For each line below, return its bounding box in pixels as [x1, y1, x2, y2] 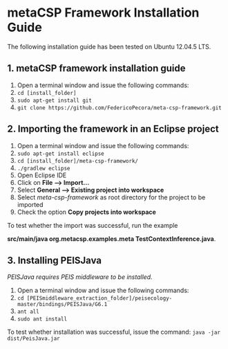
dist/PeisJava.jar [7, 335, 60, 342]
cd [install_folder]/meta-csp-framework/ [17, 157, 138, 164]
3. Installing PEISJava [7, 254, 102, 266]
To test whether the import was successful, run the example [7, 221, 178, 229]
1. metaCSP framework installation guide [7, 62, 186, 74]
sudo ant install [17, 316, 68, 323]
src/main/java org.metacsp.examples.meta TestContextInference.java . [7, 234, 216, 243]
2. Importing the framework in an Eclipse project [7, 123, 219, 135]
